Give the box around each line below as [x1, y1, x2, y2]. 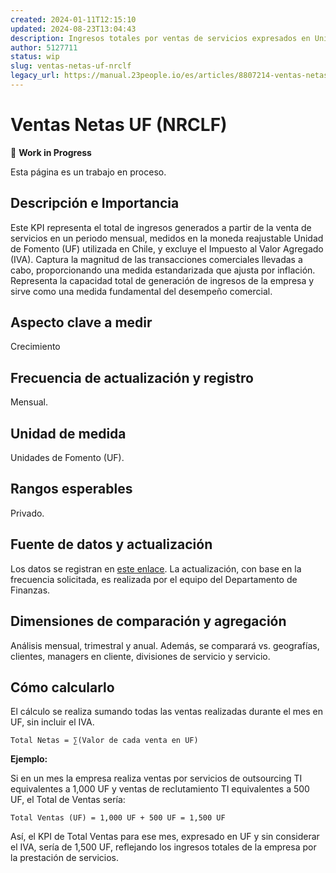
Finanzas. [10, 584, 51, 596]
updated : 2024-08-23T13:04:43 [10, 24, 137, 34]
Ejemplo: [10, 753, 48, 765]
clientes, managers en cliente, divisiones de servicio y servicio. [10, 650, 271, 662]
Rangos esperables [10, 481, 133, 498]
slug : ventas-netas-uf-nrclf [10, 61, 132, 71]
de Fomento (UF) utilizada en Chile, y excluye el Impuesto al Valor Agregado [10, 242, 324, 255]
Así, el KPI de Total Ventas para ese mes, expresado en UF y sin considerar [10, 831, 320, 843]
